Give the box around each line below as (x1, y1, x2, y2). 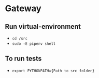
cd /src (12, 36, 28, 41)
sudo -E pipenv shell (12, 41, 56, 46)
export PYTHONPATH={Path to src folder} (12, 68, 95, 73)
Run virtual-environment (5, 22, 81, 31)
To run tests (5, 55, 42, 63)
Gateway (5, 3, 42, 14)
